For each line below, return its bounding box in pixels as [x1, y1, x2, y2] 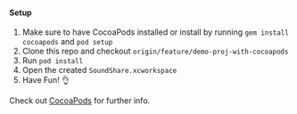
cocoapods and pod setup [21, 37, 113, 47]
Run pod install [21, 55, 84, 66]
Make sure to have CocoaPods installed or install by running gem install [21, 27, 290, 37]
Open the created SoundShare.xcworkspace [21, 65, 177, 76]
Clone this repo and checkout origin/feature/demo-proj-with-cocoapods [21, 45, 289, 57]
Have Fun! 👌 [21, 75, 70, 85]
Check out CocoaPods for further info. [9, 95, 151, 106]
